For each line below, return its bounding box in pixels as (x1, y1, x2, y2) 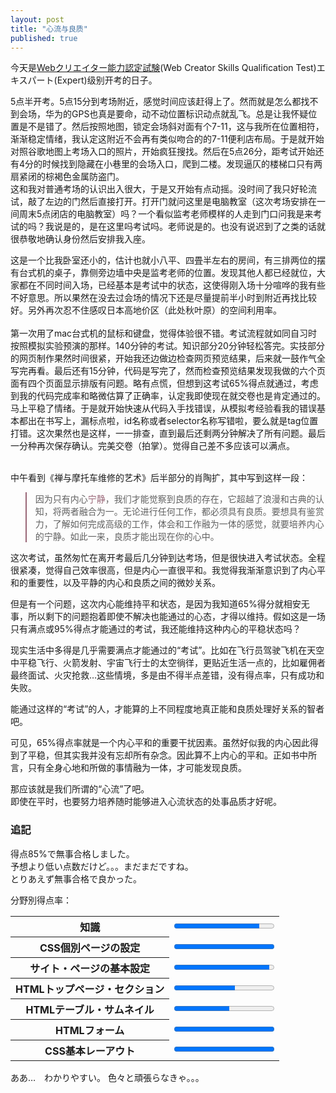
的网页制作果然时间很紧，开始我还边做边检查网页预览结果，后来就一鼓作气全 (10, 352, 326, 365)
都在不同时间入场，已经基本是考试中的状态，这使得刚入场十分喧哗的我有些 (18, 279, 326, 291)
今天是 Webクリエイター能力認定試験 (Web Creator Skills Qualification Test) (10, 62, 317, 74)
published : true (10, 33, 78, 43)
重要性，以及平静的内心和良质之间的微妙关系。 (27, 577, 221, 589)
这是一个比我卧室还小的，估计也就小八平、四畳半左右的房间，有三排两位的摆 (10, 254, 326, 266)
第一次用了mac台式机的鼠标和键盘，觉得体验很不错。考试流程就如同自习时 (10, 327, 318, 340)
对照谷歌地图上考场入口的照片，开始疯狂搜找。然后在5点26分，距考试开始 (10, 146, 316, 158)
